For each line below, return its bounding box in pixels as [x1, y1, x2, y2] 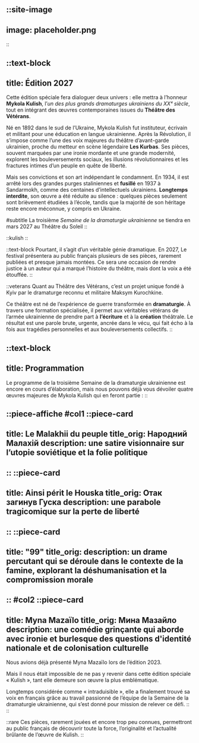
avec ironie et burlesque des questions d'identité [6, 634, 192, 644]
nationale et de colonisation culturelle [6, 643, 149, 653]
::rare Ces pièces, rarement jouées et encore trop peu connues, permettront [6, 719, 192, 726]
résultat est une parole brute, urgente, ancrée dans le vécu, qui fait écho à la [6, 320, 194, 327]
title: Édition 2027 [6, 78, 74, 88]
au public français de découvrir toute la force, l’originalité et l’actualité [6, 725, 177, 732]
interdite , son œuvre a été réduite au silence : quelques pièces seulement [6, 192, 187, 200]
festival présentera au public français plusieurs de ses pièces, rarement [6, 252, 181, 260]
